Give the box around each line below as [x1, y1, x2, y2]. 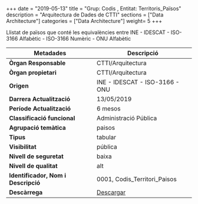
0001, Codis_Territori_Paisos [96, 175, 177, 183]
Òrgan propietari [9, 69, 57, 76]
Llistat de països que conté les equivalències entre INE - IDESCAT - [6, 29, 170, 36]
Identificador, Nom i [9, 172, 67, 179]
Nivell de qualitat [9, 162, 58, 170]
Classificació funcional [9, 114, 75, 122]
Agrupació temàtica [9, 123, 66, 132]
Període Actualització [9, 105, 71, 112]
